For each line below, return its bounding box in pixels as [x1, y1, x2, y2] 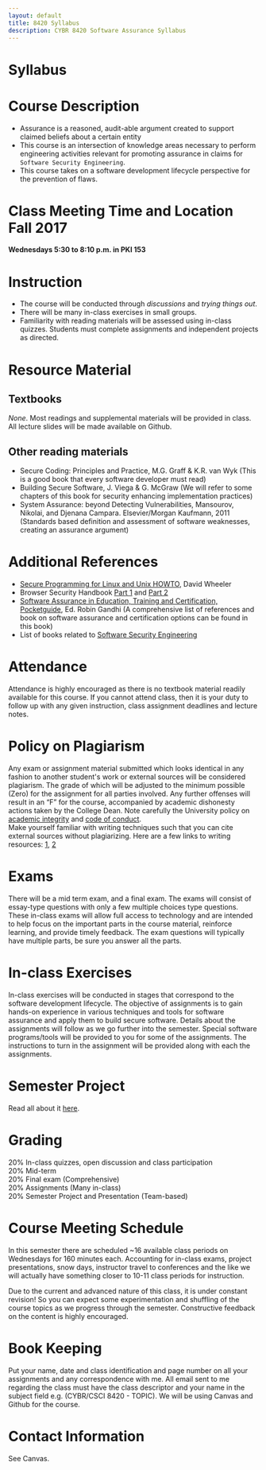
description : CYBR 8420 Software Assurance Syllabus [8, 26, 187, 34]
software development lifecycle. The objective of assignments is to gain [8, 999, 244, 1008]
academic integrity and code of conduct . [8, 814, 141, 824]
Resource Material [8, 361, 132, 378]
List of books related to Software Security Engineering [19, 630, 198, 640]
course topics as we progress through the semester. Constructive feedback [8, 1303, 256, 1313]
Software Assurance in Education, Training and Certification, [19, 596, 218, 606]
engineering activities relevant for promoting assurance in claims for [19, 149, 244, 158]
